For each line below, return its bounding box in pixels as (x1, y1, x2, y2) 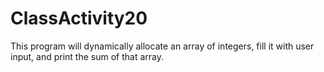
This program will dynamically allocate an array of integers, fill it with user (10, 40, 315, 52)
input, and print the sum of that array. (10, 50, 165, 62)
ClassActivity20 (10, 7, 148, 30)
